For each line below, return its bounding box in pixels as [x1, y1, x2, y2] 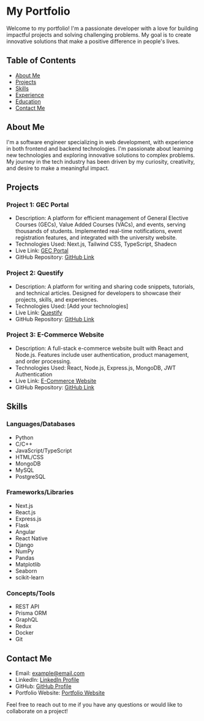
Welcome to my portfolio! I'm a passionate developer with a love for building [6, 25, 198, 32]
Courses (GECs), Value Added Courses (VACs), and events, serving [15, 221, 186, 228]
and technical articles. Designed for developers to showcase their [15, 289, 181, 297]
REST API [15, 603, 40, 611]
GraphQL [15, 616, 39, 624]
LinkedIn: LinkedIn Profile [15, 676, 80, 683]
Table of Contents [6, 55, 77, 66]
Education [15, 97, 41, 105]
